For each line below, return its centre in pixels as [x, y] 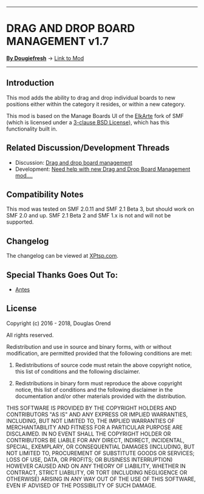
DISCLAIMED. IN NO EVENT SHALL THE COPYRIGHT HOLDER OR [89, 434]
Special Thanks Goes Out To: [62, 275]
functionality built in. [32, 129]
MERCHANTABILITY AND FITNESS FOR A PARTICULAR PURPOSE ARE [95, 427]
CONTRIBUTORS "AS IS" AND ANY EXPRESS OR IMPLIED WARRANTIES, [97, 414]
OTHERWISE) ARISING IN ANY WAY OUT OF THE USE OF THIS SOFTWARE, [101, 479]
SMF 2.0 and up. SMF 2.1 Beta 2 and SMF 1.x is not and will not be [89, 216]
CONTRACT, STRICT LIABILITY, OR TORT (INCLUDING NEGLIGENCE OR [97, 472]
